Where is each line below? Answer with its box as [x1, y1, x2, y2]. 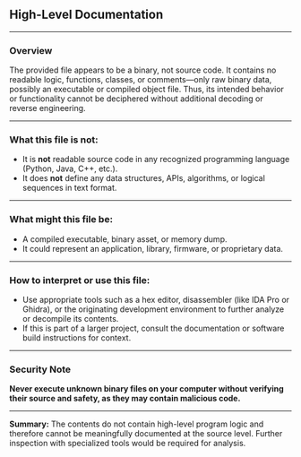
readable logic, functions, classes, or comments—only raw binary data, [9, 74, 272, 85]
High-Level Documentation [9, 7, 164, 22]
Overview [9, 44, 53, 56]
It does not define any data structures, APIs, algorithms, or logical [21, 173, 266, 184]
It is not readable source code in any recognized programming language [21, 154, 290, 165]
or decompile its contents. [21, 314, 119, 323]
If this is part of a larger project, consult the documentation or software [21, 323, 285, 333]
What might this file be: [9, 213, 114, 226]
